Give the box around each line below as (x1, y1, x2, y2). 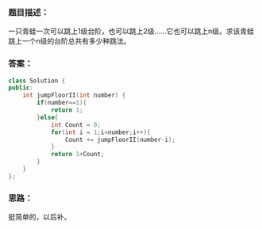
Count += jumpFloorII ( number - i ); (64, 135, 176, 143)
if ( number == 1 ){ (37, 99, 87, 107)
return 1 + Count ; (50, 151, 105, 158)
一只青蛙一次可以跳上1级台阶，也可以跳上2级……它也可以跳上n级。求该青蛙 (8, 26, 254, 36)
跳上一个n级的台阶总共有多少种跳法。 (8, 36, 131, 46)
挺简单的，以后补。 (8, 212, 71, 222)
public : (8, 84, 34, 92)
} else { (37, 113, 59, 121)
